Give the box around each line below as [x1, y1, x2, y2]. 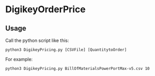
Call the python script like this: [5, 37, 69, 43]
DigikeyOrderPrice [5, 4, 86, 15]
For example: [5, 56, 33, 62]
